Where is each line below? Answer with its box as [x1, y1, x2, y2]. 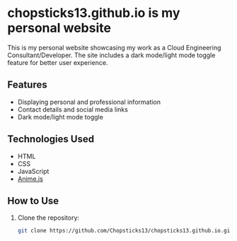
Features [7, 79, 47, 91]
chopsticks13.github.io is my [7, 5, 180, 21]
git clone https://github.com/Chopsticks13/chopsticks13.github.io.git [17, 228, 233, 235]
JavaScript [17, 167, 50, 175]
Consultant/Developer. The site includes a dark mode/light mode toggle [7, 51, 216, 59]
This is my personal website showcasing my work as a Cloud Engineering [7, 43, 221, 52]
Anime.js [17, 175, 44, 183]
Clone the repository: [17, 213, 80, 222]
